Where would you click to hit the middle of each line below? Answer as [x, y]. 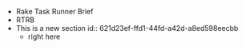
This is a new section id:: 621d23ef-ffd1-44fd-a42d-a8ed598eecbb [127, 28]
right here [44, 36]
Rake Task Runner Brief [54, 11]
